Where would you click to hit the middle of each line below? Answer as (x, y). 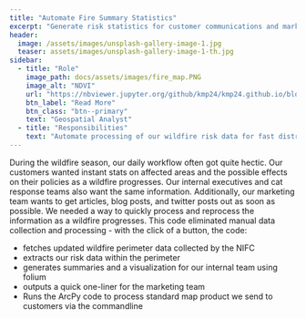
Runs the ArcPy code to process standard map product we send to (148, 296)
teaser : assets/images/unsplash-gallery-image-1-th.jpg (126, 52)
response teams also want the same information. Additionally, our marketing (152, 191)
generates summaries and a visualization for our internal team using (150, 267)
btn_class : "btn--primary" (77, 111)
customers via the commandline (83, 305)
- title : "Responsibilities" (73, 129)
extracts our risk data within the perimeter (101, 257)
